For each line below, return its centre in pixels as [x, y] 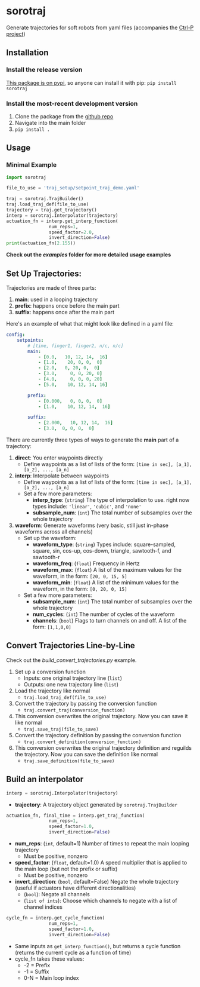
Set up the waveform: [50, 538]
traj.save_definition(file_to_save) [69, 761]
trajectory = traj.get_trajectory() [51, 210]
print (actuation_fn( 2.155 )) [41, 243]
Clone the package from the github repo [64, 116]
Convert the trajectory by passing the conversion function [86, 703]
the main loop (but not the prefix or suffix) [66, 869]
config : [16, 335]
